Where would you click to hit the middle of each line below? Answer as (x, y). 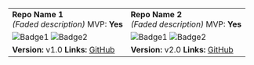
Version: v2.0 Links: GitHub (182, 50)
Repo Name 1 (38, 14)
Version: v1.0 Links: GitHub (63, 50)
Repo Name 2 (156, 14)
